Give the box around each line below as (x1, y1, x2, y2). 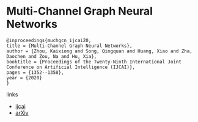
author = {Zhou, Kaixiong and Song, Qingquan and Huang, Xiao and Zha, (6, 48, 193, 54)
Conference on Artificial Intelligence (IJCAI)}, (6, 64, 136, 70)
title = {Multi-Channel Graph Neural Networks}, (6, 43, 133, 49)
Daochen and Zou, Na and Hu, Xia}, (6, 53, 97, 59)
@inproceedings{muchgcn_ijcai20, (6, 37, 92, 43)
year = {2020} (6, 74, 43, 81)
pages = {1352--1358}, (6, 69, 64, 76)
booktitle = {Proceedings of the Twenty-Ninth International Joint (6, 59, 182, 65)
